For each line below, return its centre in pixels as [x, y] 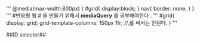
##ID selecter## [26, 34]
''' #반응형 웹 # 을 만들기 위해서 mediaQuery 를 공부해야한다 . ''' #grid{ [90, 15]
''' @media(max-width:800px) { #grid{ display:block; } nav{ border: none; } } [100, 9]
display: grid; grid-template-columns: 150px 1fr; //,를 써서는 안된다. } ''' [92, 23]
